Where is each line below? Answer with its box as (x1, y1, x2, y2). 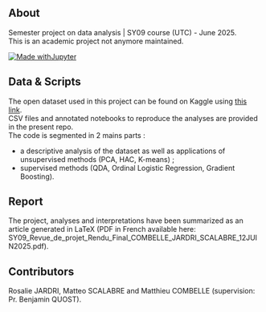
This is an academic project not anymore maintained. (8, 36, 184, 46)
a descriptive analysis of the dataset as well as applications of (19, 146, 226, 156)
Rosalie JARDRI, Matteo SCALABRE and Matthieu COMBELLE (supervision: (8, 286, 256, 296)
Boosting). (19, 172, 55, 181)
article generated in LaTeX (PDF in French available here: (8, 225, 197, 234)
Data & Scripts (8, 75, 82, 89)
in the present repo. (8, 122, 74, 132)
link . (8, 104, 23, 115)
